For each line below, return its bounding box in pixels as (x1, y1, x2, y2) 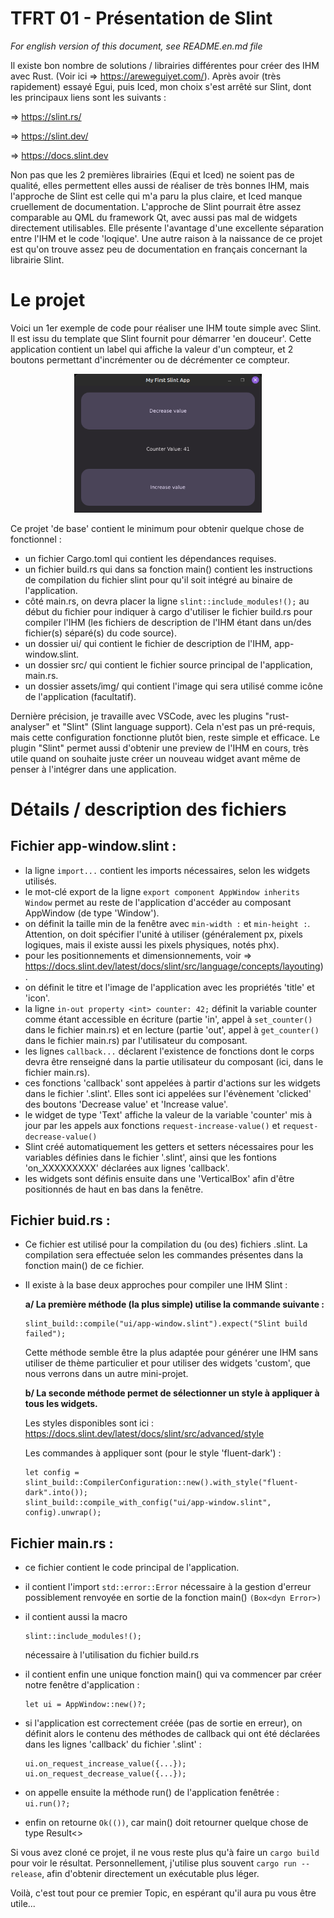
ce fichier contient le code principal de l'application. (24, 1562, 240, 1574)
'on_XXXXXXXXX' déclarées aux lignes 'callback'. (24, 1162, 230, 1174)
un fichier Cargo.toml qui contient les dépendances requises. (24, 552, 277, 564)
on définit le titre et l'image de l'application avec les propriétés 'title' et (24, 981, 315, 993)
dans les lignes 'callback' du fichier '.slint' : (24, 1738, 202, 1751)
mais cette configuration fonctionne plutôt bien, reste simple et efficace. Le (10, 731, 320, 743)
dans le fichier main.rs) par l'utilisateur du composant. (24, 1034, 248, 1046)
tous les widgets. (24, 1398, 98, 1410)
